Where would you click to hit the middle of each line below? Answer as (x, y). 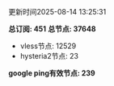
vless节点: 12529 (48, 46)
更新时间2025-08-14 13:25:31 (57, 12)
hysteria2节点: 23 (49, 56)
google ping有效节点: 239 (52, 73)
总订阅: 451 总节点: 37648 (52, 29)
